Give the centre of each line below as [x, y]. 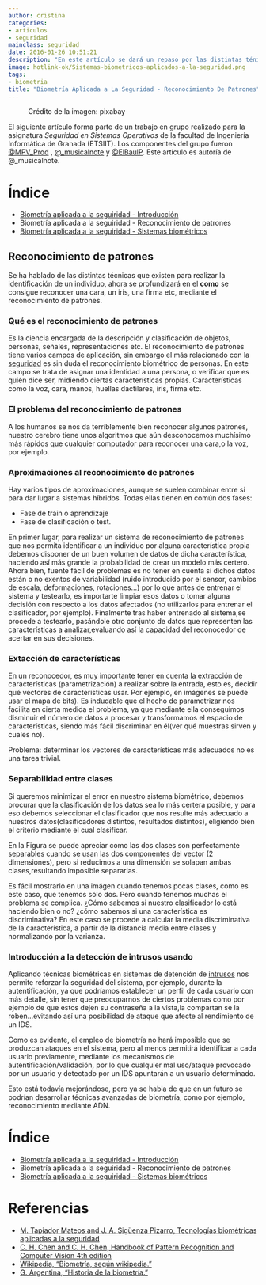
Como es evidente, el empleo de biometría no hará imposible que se [120, 1040]
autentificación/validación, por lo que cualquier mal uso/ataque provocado [130, 1065]
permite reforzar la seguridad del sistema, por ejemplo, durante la [115, 982]
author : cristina [37, 15]
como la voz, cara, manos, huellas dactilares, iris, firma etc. [105, 389]
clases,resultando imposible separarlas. [73, 870]
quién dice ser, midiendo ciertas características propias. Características [125, 380]
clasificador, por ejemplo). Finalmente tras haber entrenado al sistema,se [127, 613]
